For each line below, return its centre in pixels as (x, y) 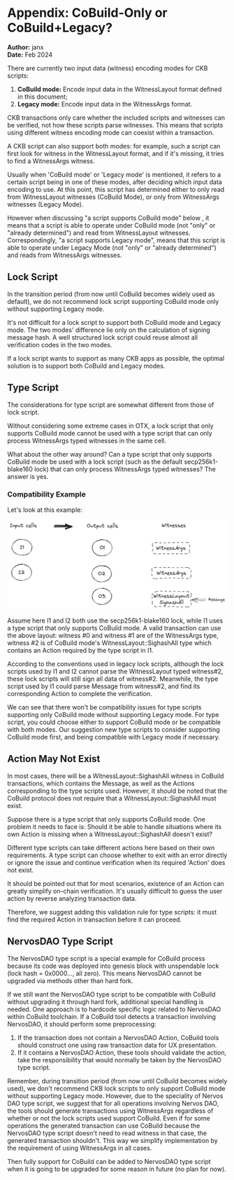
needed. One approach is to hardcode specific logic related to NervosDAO (114, 1009)
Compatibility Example (46, 494)
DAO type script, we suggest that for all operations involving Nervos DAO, (113, 1103)
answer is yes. (28, 476)
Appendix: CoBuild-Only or (87, 13)
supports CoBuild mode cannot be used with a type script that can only (110, 433)
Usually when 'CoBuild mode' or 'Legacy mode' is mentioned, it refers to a (114, 174)
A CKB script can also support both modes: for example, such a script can (114, 146)
